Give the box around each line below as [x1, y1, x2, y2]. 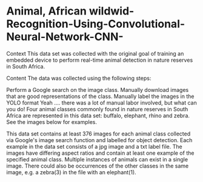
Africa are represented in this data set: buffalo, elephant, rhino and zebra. [6, 112, 190, 119]
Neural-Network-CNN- [6, 30, 124, 44]
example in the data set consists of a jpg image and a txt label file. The [6, 143, 183, 150]
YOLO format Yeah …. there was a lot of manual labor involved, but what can [6, 99, 197, 106]
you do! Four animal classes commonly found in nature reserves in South [6, 105, 188, 112]
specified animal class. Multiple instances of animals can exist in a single [6, 155, 188, 163]
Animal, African [6, 4, 87, 18]
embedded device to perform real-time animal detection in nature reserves [6, 56, 193, 63]
